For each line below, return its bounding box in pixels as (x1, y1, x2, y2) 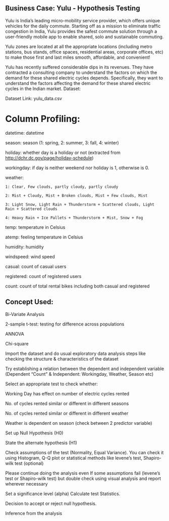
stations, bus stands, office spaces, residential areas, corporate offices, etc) (5, 49, 164, 55)
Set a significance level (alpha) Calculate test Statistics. (5, 491, 121, 497)
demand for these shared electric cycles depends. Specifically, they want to (5, 74, 163, 81)
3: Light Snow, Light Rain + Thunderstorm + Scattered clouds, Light (5, 202, 155, 207)
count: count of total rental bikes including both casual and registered (5, 283, 150, 289)
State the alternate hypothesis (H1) (5, 439, 77, 446)
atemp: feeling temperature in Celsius (5, 234, 83, 240)
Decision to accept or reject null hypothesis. (5, 500, 97, 506)
